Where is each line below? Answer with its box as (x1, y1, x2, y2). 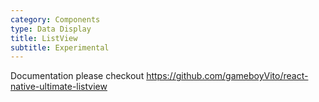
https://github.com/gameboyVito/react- (146, 70, 309, 82)
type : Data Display (10, 24, 92, 34)
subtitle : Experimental (10, 42, 110, 53)
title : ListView (10, 33, 78, 43)
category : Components (10, 14, 101, 25)
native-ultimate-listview (10, 81, 108, 93)
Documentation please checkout (10, 70, 145, 82)
